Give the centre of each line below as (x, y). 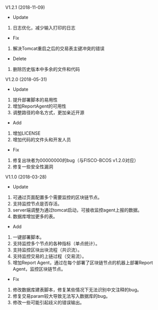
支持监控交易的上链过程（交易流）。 (49, 256)
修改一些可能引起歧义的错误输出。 (48, 302)
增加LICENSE (27, 133)
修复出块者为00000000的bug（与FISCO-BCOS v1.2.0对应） (75, 160)
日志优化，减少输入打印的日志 (44, 28)
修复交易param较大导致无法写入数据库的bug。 (61, 296)
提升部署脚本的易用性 (35, 100)
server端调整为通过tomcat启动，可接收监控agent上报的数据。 (77, 210)
